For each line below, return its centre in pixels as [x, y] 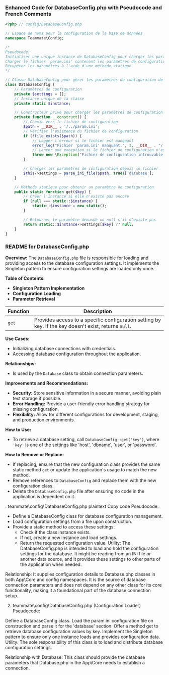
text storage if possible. [37, 398]
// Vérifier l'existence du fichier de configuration [81, 131]
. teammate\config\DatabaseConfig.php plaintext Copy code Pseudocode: [82, 506]
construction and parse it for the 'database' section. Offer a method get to [82, 626]
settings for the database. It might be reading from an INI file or [86, 553]
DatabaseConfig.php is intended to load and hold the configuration [89, 548]
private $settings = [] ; [40, 94]
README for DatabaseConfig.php [47, 247]
